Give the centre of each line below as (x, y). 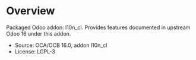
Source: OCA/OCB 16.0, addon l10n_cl (61, 45)
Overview (31, 11)
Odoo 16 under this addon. (39, 33)
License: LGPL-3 (35, 51)
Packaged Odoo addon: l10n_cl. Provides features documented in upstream (98, 27)
